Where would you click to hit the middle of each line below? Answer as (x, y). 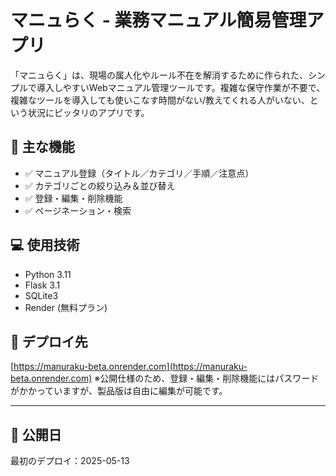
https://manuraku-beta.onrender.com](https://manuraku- (130, 367)
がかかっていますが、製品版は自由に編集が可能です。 (119, 391)
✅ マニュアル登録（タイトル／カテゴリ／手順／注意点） (139, 173)
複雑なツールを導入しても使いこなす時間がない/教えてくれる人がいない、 (160, 100)
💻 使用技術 (45, 245)
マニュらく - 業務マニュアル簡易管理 (158, 20)
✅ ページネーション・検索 (78, 210)
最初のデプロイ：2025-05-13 (70, 461)
